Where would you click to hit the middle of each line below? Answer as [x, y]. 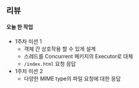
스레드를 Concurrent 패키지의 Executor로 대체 [78, 56]
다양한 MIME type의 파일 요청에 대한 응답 [72, 78]
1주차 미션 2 [29, 71]
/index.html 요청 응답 [50, 64]
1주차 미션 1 [28, 41]
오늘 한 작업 [20, 27]
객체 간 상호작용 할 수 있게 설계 [60, 49]
